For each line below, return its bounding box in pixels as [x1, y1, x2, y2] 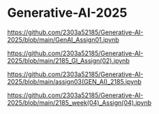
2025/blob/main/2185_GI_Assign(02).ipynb [7, 56, 130, 64]
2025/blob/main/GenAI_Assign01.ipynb [7, 35, 120, 43]
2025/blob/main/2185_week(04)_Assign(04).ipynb [7, 98, 152, 106]
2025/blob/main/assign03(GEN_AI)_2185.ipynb [7, 77, 142, 85]
